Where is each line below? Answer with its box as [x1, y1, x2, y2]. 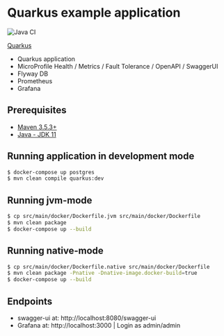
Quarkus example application [7, 5, 181, 21]
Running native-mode [7, 245, 104, 257]
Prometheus [17, 76, 53, 85]
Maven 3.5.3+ [17, 123, 57, 131]
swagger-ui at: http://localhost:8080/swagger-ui [17, 314, 157, 322]
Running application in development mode [7, 151, 195, 162]
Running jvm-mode [7, 194, 93, 206]
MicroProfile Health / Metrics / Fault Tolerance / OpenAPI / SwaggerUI [17, 62, 218, 70]
